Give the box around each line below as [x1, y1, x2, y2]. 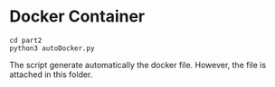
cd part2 [9, 36, 43, 45]
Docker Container [9, 6, 146, 27]
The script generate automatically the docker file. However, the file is [9, 59, 267, 70]
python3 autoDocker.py [9, 43, 95, 53]
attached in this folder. [9, 69, 93, 80]
